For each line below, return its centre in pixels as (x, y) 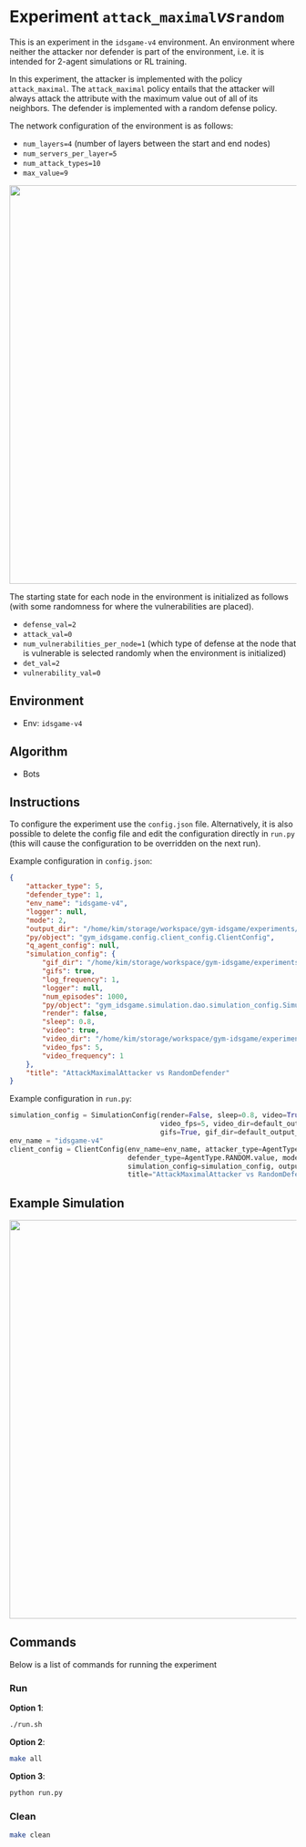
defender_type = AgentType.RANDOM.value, (203, 1158)
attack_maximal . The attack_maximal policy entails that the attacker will (142, 88)
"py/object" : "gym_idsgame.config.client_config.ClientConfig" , (150, 937)
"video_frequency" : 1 (83, 1056)
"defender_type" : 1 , (65, 895)
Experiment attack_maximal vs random (147, 17)
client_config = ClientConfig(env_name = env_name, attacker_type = (136, 1149)
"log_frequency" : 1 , (81, 980)
